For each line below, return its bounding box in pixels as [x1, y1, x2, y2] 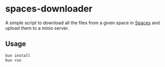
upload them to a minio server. [5, 25, 69, 31]
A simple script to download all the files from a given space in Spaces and [5, 20, 160, 26]
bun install [5, 53, 30, 58]
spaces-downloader [5, 3, 93, 15]
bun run [5, 57, 22, 63]
